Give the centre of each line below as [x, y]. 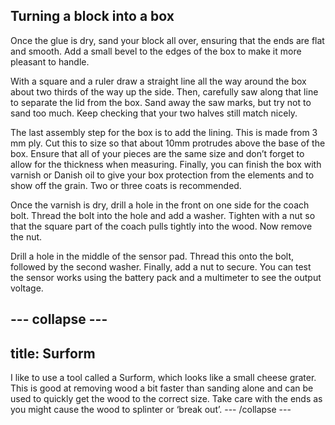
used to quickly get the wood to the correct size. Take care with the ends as [166, 399]
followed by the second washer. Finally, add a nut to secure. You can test [161, 266]
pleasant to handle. [50, 61]
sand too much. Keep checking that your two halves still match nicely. [154, 113]
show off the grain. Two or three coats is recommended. [126, 185]
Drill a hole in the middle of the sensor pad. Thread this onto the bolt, [152, 256]
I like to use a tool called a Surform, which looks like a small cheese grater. [163, 378]
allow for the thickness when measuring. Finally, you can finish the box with [166, 164]
